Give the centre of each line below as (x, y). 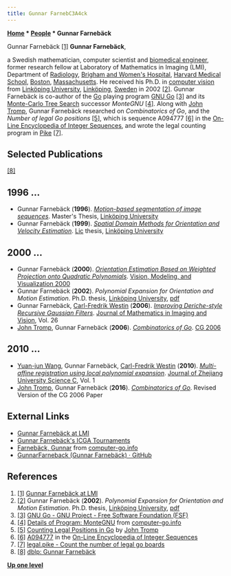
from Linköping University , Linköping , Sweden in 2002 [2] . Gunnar (101, 89)
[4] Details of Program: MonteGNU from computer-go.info (99, 522)
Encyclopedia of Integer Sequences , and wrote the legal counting (113, 125)
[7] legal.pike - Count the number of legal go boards (91, 544)
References (32, 477)
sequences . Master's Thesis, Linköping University (88, 217)
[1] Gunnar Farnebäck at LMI (57, 493)
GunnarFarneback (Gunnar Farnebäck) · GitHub (85, 455)
